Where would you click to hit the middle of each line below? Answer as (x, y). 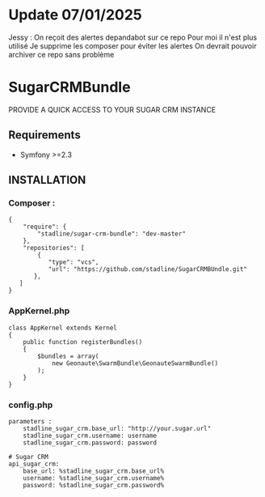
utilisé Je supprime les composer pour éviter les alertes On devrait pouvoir (132, 45)
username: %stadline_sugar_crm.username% (93, 478)
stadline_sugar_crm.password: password (90, 443)
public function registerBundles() (83, 342)
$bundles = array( (68, 356)
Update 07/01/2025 (76, 15)
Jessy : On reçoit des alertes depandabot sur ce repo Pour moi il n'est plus (133, 37)
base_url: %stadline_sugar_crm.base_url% (93, 471)
